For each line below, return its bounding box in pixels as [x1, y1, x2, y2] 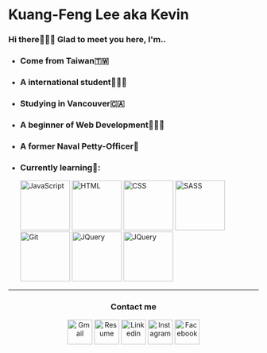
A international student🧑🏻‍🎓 [19, 76, 127, 87]
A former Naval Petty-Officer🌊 [19, 141, 139, 152]
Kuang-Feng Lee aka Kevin [8, 6, 189, 24]
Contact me [110, 301, 157, 312]
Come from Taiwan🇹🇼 [19, 56, 110, 67]
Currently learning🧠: [19, 161, 101, 173]
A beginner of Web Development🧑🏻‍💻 [19, 119, 165, 130]
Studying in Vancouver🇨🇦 [19, 98, 125, 109]
